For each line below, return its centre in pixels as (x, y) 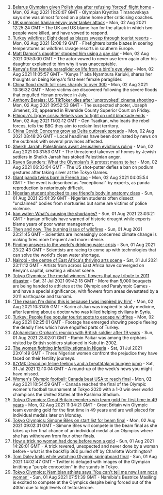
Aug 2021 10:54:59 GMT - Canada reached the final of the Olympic (79, 384)
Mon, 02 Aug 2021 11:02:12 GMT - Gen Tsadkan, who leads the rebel (81, 121)
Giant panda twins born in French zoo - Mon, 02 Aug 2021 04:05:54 (80, 177)
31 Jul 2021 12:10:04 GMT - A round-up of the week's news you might (82, 369)
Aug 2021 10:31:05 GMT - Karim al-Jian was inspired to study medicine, (84, 307)
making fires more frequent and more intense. (58, 239)
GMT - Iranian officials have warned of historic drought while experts (81, 219)
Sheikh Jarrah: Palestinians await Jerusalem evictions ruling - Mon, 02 (83, 146)
